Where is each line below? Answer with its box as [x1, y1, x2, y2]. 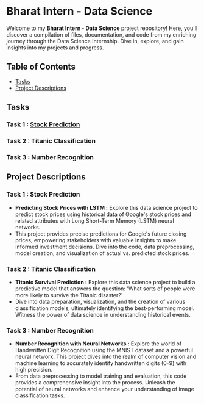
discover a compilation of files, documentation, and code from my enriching [6, 31, 197, 38]
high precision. [15, 366, 53, 373]
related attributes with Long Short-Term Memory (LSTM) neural [15, 217, 175, 224]
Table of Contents [6, 62, 76, 72]
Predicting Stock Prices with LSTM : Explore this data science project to [15, 204, 198, 211]
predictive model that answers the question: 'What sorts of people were [15, 285, 195, 292]
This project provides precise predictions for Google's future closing [15, 230, 187, 237]
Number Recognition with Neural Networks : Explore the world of [15, 340, 182, 347]
